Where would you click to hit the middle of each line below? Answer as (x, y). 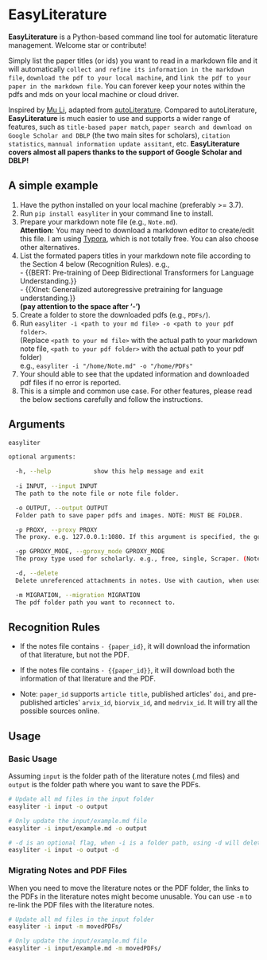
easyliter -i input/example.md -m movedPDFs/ (85, 949)
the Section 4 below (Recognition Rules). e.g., (95, 263)
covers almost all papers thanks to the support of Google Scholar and (125, 152)
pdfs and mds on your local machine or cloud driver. (94, 94)
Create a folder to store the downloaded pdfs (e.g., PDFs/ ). (115, 314)
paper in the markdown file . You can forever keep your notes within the (127, 86)
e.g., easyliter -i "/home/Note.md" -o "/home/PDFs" (106, 365)
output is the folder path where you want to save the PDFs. (104, 785)
